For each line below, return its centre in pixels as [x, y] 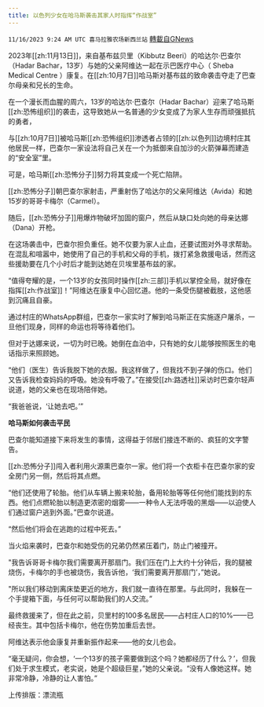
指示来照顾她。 [39, 353]
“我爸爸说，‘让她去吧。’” [46, 406]
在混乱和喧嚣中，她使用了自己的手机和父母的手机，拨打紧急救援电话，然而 [128, 254]
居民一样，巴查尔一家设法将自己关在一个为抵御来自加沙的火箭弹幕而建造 [132, 148]
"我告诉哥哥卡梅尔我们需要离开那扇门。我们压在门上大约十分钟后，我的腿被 [130, 562]
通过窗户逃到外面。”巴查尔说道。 [66, 512]
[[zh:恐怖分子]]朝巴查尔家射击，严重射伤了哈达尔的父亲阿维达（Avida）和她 [130, 191]
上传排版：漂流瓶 [36, 694]
